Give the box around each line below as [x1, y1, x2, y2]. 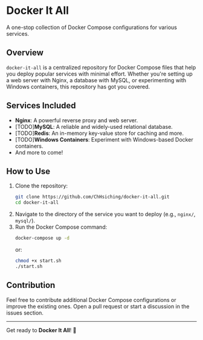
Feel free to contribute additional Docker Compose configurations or [6, 296, 176, 303]
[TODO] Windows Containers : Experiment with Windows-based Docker [14, 136, 193, 143]
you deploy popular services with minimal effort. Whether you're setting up [6, 70, 193, 77]
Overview [6, 48, 44, 58]
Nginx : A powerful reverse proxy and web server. [14, 116, 138, 124]
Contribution [6, 280, 56, 290]
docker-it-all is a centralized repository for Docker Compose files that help [6, 64, 196, 71]
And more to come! [14, 149, 63, 156]
